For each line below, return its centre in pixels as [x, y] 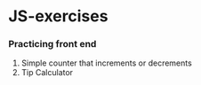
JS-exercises [58, 16]
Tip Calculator [47, 73]
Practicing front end [52, 44]
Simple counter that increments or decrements [106, 63]
